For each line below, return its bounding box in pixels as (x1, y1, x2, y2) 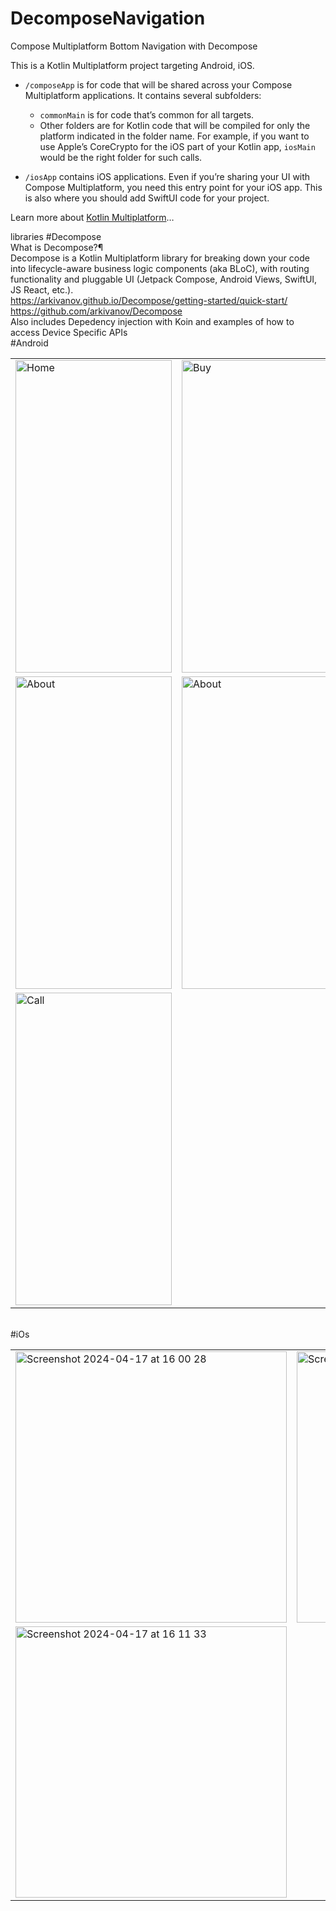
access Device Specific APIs (10, 326, 128, 338)
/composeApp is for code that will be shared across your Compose (24, 78, 293, 91)
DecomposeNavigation (10, 7, 206, 30)
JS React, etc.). (10, 283, 74, 296)
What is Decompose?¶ (10, 241, 104, 253)
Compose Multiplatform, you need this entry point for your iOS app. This (24, 181, 323, 193)
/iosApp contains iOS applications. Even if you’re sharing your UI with (24, 170, 311, 182)
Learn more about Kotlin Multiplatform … (10, 211, 175, 223)
